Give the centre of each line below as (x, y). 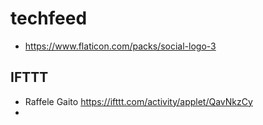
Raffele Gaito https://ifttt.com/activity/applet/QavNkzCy (138, 101)
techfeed (49, 18)
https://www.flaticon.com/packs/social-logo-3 (120, 46)
